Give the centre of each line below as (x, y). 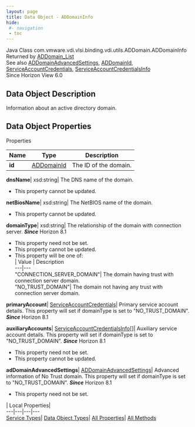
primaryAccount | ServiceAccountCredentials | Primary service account (92, 304)
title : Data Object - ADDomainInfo (50, 17)
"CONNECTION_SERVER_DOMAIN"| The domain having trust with (94, 274)
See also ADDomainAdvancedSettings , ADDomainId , (70, 63)
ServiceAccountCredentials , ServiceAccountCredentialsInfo (78, 69)
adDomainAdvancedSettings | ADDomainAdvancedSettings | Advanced (93, 370)
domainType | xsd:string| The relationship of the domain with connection (94, 225)
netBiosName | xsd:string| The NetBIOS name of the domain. (80, 202)
